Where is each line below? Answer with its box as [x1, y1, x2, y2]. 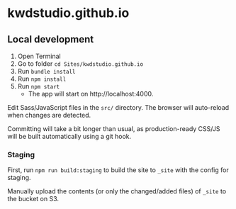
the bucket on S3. [7, 195, 59, 203]
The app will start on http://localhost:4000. [28, 90, 154, 98]
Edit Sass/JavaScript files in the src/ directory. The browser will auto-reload [7, 103, 230, 111]
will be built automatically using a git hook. [7, 132, 132, 140]
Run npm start [17, 82, 60, 90]
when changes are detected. [7, 111, 91, 119]
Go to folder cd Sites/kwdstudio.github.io [17, 60, 144, 68]
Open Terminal [17, 52, 62, 60]
